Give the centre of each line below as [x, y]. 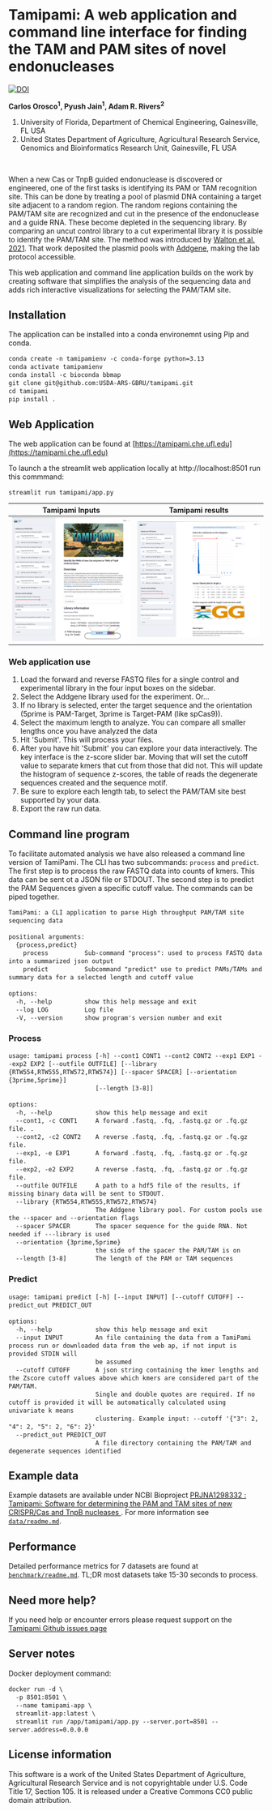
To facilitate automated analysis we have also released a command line [127, 854]
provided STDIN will [43, 1354]
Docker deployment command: [60, 1673]
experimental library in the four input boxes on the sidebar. [118, 688]
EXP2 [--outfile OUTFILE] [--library [93, 1064]
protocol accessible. [42, 256]
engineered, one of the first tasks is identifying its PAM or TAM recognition [133, 187]
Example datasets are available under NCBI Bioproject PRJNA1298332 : [127, 1495]
